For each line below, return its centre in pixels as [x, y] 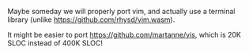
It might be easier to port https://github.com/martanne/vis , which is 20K [124, 35]
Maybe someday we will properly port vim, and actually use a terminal [121, 11]
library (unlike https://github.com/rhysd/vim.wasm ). [91, 20]
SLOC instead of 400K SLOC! [55, 43]
